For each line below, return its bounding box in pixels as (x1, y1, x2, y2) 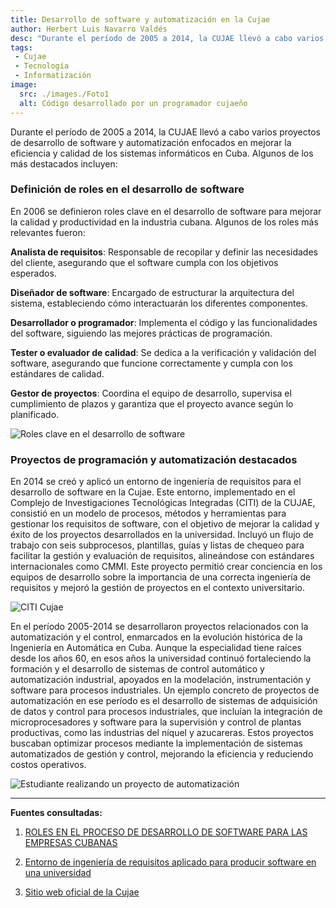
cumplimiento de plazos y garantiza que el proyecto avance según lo (10, 397, 294, 410)
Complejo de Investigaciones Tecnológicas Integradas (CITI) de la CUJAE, (10, 497, 316, 509)
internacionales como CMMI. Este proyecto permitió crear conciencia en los (10, 561, 323, 573)
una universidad (24, 867, 92, 879)
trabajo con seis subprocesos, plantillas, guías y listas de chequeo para (10, 539, 305, 551)
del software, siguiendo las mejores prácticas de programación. (10, 327, 273, 339)
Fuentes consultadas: (10, 807, 103, 819)
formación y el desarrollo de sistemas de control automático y (10, 663, 265, 675)
